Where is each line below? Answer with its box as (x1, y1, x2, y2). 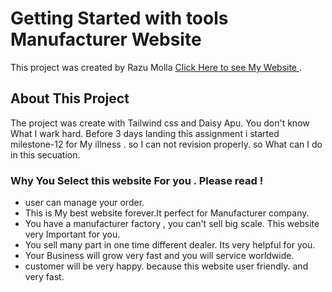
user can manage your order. (24, 197, 145, 209)
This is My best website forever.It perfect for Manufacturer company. (24, 207, 310, 219)
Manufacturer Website (10, 28, 202, 51)
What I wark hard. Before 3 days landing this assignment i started (10, 127, 280, 139)
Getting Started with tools (10, 7, 229, 30)
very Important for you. (24, 228, 121, 241)
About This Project (10, 90, 130, 107)
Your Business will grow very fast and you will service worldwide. (24, 250, 295, 262)
